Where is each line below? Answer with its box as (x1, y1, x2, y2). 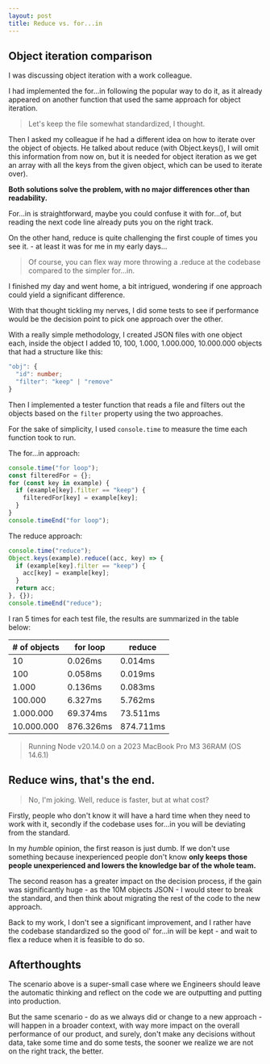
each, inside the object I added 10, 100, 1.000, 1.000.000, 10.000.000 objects (8, 338, 263, 348)
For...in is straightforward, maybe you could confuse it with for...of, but (8, 209, 242, 219)
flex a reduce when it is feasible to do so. (8, 934, 145, 945)
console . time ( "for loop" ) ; (8, 463, 99, 472)
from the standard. (8, 827, 71, 837)
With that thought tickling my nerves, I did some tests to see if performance (8, 306, 260, 316)
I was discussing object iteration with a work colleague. (8, 70, 193, 81)
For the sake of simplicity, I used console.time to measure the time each (8, 424, 247, 434)
